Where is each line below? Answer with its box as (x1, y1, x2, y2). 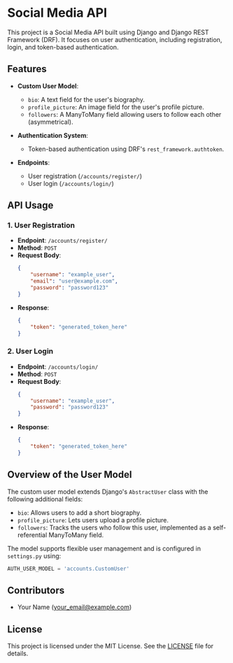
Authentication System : (17, 131, 89, 139)
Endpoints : (17, 158, 50, 166)
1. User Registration (7, 220, 76, 230)
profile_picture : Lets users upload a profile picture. (17, 515, 169, 524)
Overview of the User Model (7, 469, 132, 480)
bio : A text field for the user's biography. (27, 95, 145, 104)
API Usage (7, 199, 54, 211)
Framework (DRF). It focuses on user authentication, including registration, (7, 35, 223, 43)
